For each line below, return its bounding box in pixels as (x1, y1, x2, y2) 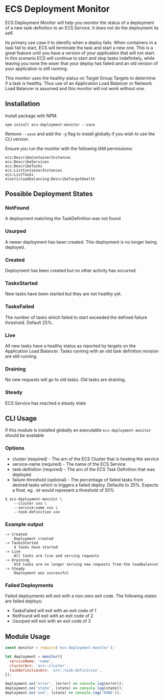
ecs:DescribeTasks (5, 163, 43, 169)
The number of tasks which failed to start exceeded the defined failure (5, 314, 147, 320)
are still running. (5, 353, 38, 359)
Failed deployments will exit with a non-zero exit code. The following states (5, 593, 157, 599)
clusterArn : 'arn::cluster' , (9, 663, 69, 668)
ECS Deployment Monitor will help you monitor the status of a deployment (5, 20, 154, 25)
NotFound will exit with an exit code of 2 (12, 613, 94, 619)
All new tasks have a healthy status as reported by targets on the (5, 343, 136, 349)
